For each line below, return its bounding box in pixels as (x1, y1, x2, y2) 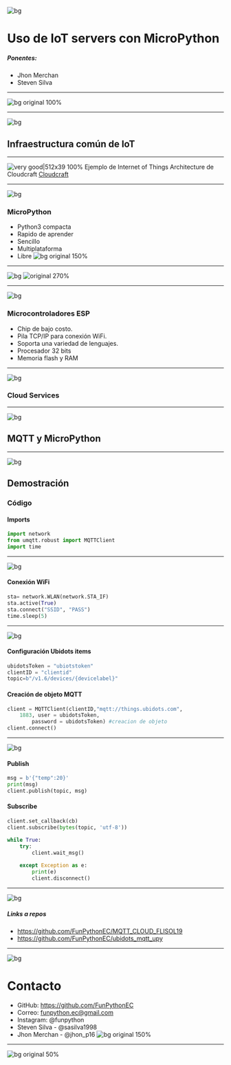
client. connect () (7, 725, 57, 732)
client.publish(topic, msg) (7, 787, 88, 794)
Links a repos (7, 909, 47, 918)
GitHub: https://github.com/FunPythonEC (16, 1001, 134, 1009)
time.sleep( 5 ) (7, 612, 48, 619)
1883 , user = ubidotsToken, (19, 712, 100, 719)
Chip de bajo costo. (16, 324, 73, 333)
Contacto (7, 978, 62, 994)
